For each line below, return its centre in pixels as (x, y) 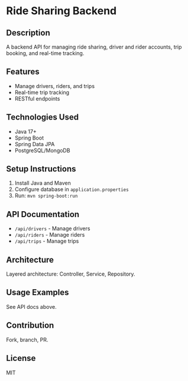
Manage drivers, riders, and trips (55, 86)
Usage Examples (38, 293)
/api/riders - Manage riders (50, 235)
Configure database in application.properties (72, 189)
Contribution (30, 326)
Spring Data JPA (35, 144)
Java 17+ (25, 131)
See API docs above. (32, 306)
